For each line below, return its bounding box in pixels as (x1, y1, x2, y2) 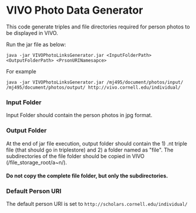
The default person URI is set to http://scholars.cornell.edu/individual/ (6, 201, 188, 208)
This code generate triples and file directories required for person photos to (6, 23, 190, 30)
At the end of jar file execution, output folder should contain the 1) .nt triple (6, 140, 188, 147)
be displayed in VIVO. (6, 29, 58, 36)
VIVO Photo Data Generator (6, 4, 143, 17)
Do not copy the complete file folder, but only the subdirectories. (6, 172, 168, 179)
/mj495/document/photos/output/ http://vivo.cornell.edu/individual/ (6, 84, 181, 91)
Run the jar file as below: (6, 41, 66, 48)
